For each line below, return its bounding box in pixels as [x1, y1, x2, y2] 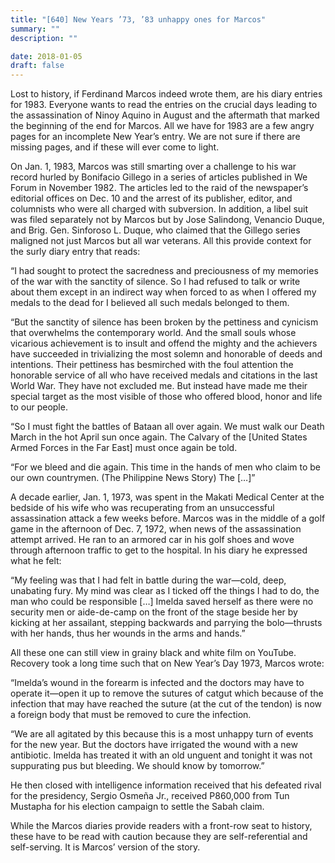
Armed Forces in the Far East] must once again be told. [10, 442, 238, 454]
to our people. [10, 401, 68, 413]
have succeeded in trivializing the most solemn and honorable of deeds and [10, 348, 323, 360]
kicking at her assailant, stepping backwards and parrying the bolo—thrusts [10, 617, 323, 629]
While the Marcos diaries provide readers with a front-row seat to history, [10, 820, 313, 832]
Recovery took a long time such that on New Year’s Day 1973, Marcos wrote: [10, 657, 325, 670]
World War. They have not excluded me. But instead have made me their [10, 380, 308, 392]
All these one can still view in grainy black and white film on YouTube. [10, 647, 297, 659]
